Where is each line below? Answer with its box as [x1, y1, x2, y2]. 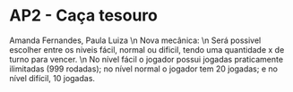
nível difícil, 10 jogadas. [9, 72, 96, 83]
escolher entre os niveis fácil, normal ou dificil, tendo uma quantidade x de [9, 44, 285, 54]
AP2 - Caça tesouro [9, 5, 159, 26]
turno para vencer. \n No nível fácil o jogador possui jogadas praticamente [9, 54, 284, 64]
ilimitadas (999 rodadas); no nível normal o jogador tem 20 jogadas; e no [9, 63, 278, 74]
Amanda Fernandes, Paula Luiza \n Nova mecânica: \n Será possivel [9, 35, 262, 46]
